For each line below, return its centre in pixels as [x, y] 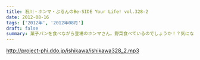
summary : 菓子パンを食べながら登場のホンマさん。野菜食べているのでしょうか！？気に [98, 34]
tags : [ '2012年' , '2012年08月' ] [45, 23]
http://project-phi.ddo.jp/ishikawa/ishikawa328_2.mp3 [73, 50]
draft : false [22, 28]
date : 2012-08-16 [28, 17]
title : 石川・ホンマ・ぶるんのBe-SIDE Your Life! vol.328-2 [77, 12]
